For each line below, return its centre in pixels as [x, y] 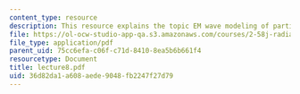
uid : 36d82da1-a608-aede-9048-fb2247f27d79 [92, 76]
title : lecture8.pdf [48, 68]
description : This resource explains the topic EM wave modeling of [139, 26]
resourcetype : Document [54, 59]
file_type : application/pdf [62, 43]
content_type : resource [54, 17]
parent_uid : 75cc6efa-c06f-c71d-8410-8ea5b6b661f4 [105, 51]
